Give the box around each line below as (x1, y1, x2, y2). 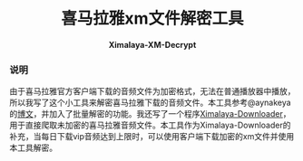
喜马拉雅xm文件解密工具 (61, 8, 244, 29)
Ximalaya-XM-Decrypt (108, 39, 197, 50)
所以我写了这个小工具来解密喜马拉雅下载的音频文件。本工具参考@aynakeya (9, 97, 292, 109)
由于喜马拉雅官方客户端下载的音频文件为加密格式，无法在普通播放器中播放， (9, 86, 296, 97)
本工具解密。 (9, 142, 57, 154)
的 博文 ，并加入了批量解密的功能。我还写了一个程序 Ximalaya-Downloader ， (9, 109, 291, 119)
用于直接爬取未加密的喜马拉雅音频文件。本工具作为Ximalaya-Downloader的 (9, 119, 291, 131)
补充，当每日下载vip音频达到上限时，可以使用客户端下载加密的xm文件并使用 (9, 131, 295, 142)
